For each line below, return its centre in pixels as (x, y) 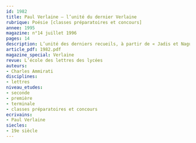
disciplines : (22, 76)
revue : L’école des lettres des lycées (55, 60)
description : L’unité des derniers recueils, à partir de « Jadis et (92, 44)
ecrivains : (19, 114)
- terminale (20, 104)
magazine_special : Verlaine (40, 55)
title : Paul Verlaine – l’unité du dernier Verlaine (71, 17)
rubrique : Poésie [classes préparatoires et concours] (74, 22)
